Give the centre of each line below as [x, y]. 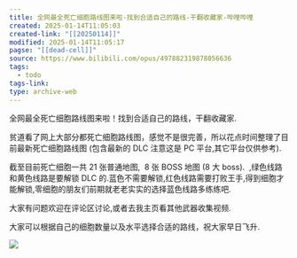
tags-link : [29, 83]
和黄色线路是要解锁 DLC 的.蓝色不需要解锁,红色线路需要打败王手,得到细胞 [143, 177]
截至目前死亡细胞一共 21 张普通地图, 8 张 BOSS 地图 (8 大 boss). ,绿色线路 [146, 167]
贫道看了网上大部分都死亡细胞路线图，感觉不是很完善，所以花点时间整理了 [145, 137]
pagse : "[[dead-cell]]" [53, 51]
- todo [29, 75]
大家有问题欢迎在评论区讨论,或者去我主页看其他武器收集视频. [121, 207]
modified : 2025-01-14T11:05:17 [67, 42]
